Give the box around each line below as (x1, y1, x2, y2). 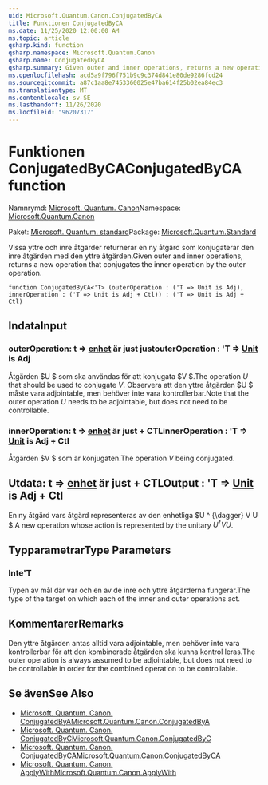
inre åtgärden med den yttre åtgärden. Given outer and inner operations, (8, 251, 243, 261)
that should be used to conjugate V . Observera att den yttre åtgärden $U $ (8, 380, 254, 389)
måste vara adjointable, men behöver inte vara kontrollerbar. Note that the (8, 389, 250, 398)
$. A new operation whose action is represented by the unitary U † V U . (8, 519, 234, 530)
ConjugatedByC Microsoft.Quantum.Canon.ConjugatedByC (19, 733, 211, 743)
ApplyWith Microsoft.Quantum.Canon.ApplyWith (19, 767, 177, 777)
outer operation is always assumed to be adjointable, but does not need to (8, 655, 253, 664)
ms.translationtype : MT (8, 86, 88, 94)
